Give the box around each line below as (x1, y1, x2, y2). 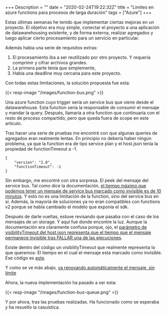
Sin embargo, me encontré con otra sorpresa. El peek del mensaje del (5, 177, 149, 183)
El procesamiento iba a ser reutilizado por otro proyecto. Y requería (12, 54, 151, 60)
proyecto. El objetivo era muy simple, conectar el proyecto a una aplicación (5, 24, 160, 30)
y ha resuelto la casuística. (5, 304, 60, 310)
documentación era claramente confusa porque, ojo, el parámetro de (5, 224, 147, 230)
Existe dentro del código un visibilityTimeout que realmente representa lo (5, 244, 156, 250)
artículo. (5, 121, 22, 126)
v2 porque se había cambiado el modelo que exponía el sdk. (5, 204, 129, 210)
